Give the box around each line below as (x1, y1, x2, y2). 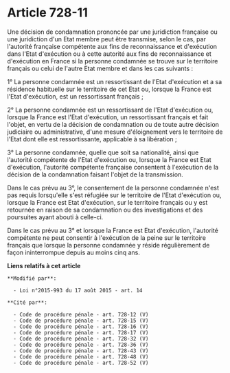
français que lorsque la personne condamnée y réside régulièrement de (7, 241, 210, 249)
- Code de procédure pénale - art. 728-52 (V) (13, 359, 149, 366)
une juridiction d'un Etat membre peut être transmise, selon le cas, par (7, 34, 206, 43)
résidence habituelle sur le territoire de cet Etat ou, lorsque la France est (7, 85, 211, 93)
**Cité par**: (7, 299, 48, 306)
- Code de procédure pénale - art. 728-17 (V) (13, 329, 149, 336)
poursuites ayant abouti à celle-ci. (7, 212, 104, 221)
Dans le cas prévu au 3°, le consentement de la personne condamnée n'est (7, 183, 220, 192)
